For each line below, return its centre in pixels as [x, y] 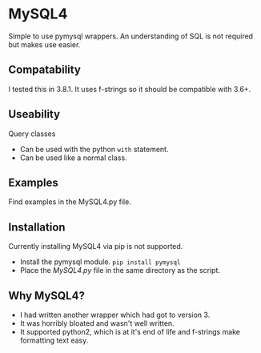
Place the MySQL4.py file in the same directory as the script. [120, 271]
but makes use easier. [44, 44]
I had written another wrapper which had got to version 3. [115, 315]
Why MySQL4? [47, 296]
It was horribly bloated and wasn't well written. [97, 323]
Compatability [45, 70]
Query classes [32, 134]
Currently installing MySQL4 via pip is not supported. [96, 247]
